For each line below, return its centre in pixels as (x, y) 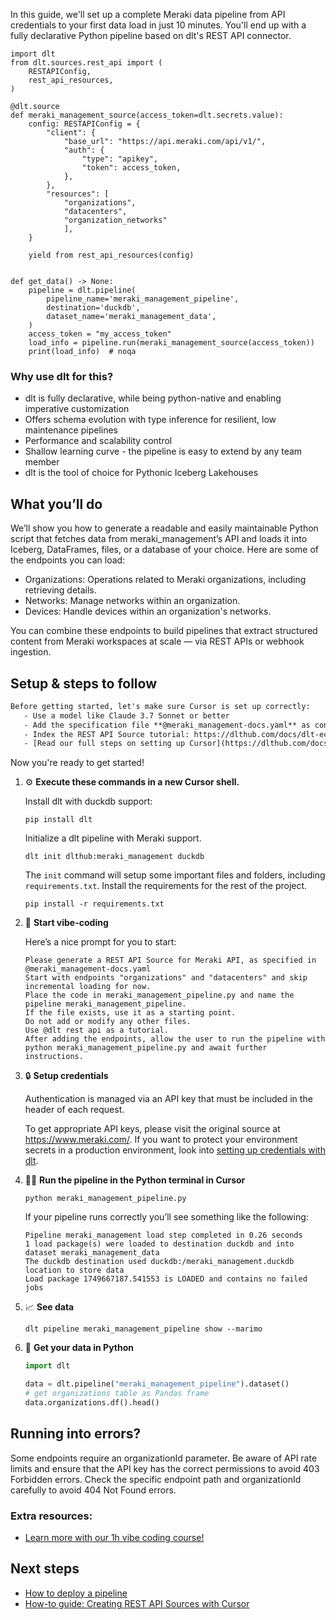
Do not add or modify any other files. (108, 1022)
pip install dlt (58, 820)
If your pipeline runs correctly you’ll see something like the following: (166, 1217)
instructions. (54, 1057)
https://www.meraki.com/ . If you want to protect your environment (161, 1140)
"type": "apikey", (120, 159)
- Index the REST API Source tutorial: (106, 734)
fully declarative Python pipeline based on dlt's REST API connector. (151, 35)
